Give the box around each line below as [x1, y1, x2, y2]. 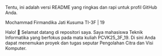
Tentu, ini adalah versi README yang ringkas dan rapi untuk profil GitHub [5, 5, 157, 10]
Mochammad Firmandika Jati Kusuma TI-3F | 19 [5, 20, 105, 25]
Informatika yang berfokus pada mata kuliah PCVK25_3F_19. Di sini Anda [5, 35, 156, 40]
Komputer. [5, 45, 27, 51]
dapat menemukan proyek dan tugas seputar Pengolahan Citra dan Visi [5, 40, 153, 46]
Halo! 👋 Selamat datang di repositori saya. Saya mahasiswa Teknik [5, 29, 143, 35]
